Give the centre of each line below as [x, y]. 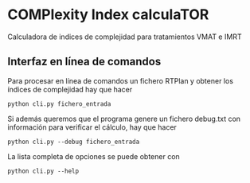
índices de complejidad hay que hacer [70, 89]
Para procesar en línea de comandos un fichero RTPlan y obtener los [121, 80]
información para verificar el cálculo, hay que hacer [92, 127]
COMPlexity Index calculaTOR [108, 15]
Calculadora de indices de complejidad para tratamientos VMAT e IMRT [125, 37]
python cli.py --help [43, 171]
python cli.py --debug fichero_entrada [74, 142]
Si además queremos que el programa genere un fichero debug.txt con [124, 119]
